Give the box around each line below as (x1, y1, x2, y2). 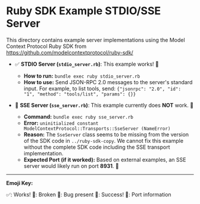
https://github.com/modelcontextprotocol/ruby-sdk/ (6, 49, 134, 56)
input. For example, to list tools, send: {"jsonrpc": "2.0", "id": (23, 85, 182, 92)
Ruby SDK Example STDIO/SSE (6, 4, 161, 18)
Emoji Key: (6, 179, 33, 186)
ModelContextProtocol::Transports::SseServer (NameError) (23, 126, 171, 132)
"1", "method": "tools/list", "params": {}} (23, 91, 136, 97)
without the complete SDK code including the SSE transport (23, 144, 171, 151)
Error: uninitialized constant (23, 119, 99, 126)
